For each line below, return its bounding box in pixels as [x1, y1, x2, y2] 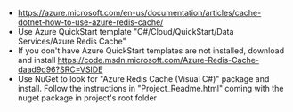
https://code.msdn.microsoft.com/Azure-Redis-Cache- [57, 55, 260, 65]
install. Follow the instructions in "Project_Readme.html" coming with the [17, 84, 284, 93]
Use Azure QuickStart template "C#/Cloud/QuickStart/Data [17, 27, 234, 36]
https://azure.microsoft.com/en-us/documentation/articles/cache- [17, 8, 262, 18]
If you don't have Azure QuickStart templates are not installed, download [17, 45, 285, 56]
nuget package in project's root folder [17, 92, 158, 103]
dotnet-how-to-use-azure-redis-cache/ [17, 17, 164, 28]
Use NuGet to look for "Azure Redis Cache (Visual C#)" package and [17, 74, 270, 84]
